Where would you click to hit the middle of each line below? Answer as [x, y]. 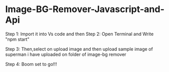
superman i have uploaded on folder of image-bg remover [66, 54]
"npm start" [17, 39]
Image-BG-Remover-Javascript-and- [85, 9]
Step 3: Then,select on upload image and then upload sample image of [79, 49]
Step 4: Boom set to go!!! [31, 64]
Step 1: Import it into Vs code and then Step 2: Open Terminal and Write [79, 34]
